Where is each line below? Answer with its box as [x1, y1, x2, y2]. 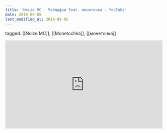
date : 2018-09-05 [5, 12, 42, 17]
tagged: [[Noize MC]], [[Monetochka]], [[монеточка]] [5, 31, 117, 37]
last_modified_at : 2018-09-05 [5, 17, 69, 22]
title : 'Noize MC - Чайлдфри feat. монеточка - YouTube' [5, 7, 127, 13]
